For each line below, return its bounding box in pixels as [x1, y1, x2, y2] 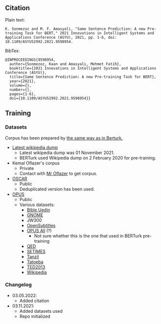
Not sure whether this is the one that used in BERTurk [34, 232, 142, 239]
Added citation [19, 298, 49, 303]
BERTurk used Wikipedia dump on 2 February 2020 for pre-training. [19, 155, 157, 161]
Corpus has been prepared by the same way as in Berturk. [5, 135, 123, 141]
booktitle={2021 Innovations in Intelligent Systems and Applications [9, 66, 157, 70]
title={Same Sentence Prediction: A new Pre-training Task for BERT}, [9, 74, 157, 79]
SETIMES [26, 248, 46, 254]
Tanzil [26, 254, 39, 259]
